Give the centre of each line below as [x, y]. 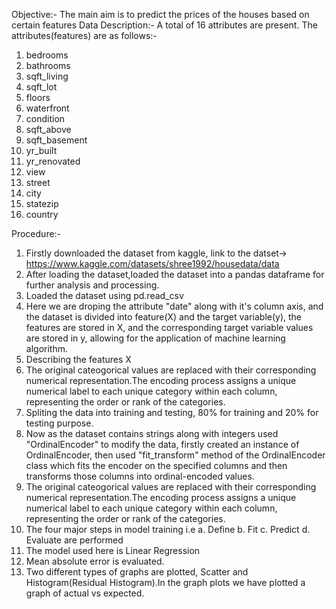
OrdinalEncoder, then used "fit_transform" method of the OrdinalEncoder [175, 455]
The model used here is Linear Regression [113, 550]
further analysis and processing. [92, 285]
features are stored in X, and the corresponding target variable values [169, 327]
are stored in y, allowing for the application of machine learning [155, 338]
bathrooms [48, 65]
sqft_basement [56, 140]
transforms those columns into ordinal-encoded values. [140, 476]
